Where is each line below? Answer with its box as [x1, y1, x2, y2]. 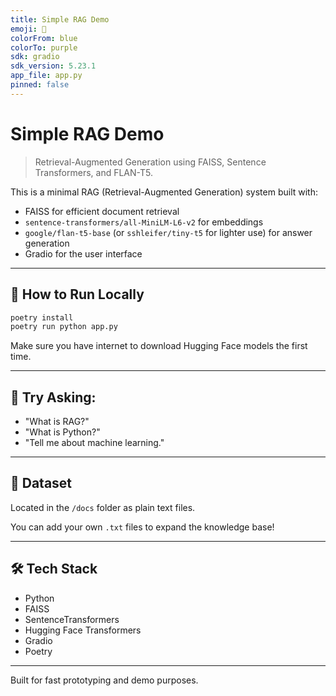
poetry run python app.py [10, 322, 118, 332]
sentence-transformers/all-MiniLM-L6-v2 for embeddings [24, 216, 264, 228]
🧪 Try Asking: [10, 389, 97, 406]
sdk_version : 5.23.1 [10, 61, 97, 71]
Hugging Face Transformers [24, 624, 142, 636]
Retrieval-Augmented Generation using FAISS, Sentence [34, 156, 267, 168]
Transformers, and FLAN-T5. [34, 166, 153, 178]
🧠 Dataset [10, 475, 73, 492]
